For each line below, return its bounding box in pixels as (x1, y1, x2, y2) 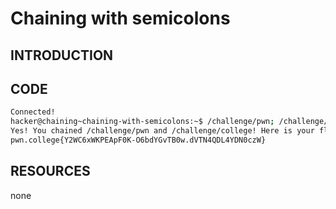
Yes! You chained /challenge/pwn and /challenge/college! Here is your (10, 126, 315, 136)
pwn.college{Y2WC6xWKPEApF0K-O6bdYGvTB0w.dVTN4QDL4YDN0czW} (10, 135, 267, 146)
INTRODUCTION (10, 47, 114, 64)
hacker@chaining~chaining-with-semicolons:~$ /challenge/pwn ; (10, 117, 275, 127)
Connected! (10, 107, 56, 117)
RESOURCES (10, 163, 91, 180)
